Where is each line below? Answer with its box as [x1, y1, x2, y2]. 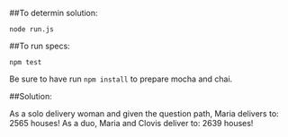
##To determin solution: [9, 8, 98, 18]
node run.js [9, 25, 54, 34]
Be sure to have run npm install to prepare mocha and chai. [9, 73, 233, 84]
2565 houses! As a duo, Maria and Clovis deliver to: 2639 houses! [9, 118, 254, 128]
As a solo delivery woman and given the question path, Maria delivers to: [9, 108, 279, 119]
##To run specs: [9, 40, 70, 51]
